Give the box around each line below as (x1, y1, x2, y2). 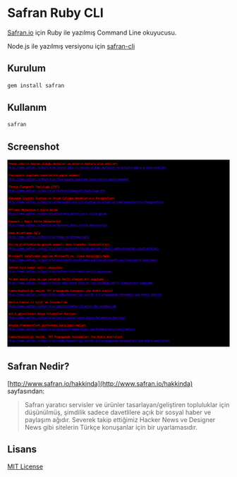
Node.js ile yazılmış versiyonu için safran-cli (7, 42, 135, 50)
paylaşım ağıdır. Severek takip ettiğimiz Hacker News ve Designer (24, 415, 216, 424)
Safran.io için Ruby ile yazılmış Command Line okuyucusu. (7, 28, 177, 37)
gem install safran (7, 82, 65, 89)
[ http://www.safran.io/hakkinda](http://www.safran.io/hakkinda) (7, 379, 193, 387)
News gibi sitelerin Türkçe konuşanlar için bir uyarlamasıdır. (24, 423, 197, 431)
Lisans (7, 443, 37, 456)
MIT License (7, 462, 44, 471)
